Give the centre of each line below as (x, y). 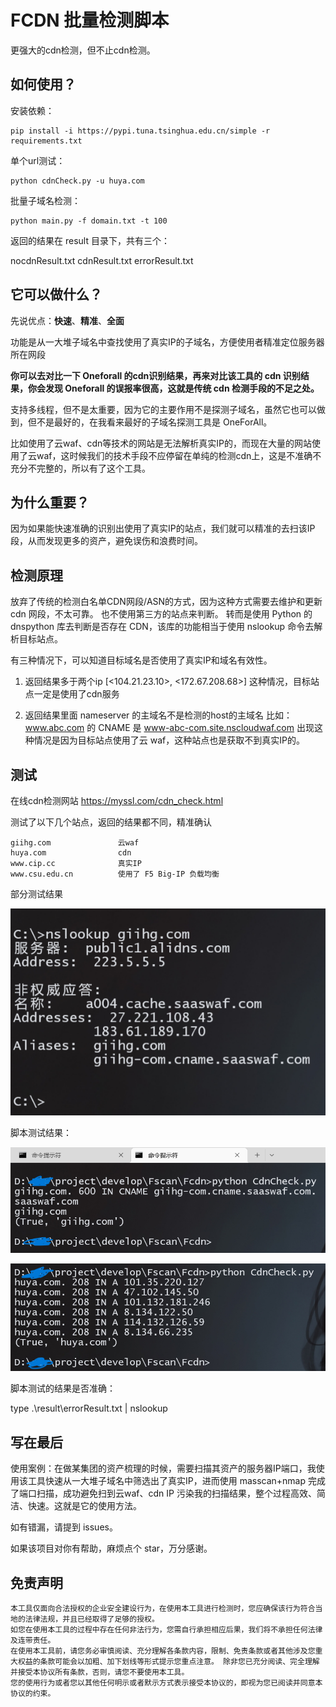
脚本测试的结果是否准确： (63, 1388)
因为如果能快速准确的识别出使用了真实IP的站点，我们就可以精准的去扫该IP (163, 528)
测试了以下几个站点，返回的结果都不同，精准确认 (111, 822)
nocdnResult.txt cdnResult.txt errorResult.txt (102, 260)
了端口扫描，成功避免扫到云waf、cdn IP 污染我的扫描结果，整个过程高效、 (163, 1493)
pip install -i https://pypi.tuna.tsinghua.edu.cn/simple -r (140, 131)
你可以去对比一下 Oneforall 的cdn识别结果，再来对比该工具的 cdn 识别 (155, 375)
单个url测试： (38, 160)
